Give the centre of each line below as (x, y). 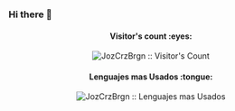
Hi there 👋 (31, 14)
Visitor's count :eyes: (151, 36)
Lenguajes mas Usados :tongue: (151, 77)
